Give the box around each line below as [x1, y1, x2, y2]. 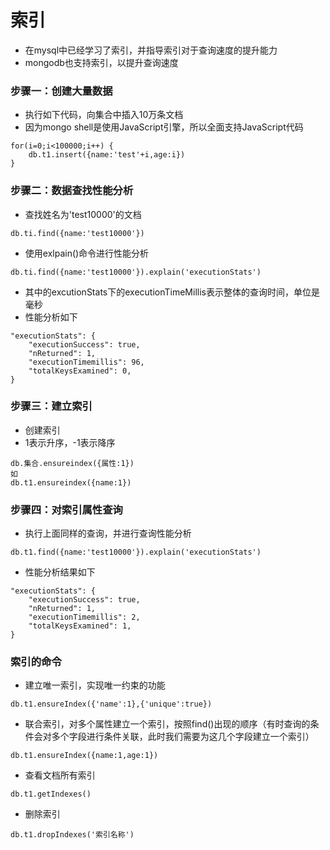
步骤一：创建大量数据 [10, 84, 113, 98]
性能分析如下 [24, 311, 78, 323]
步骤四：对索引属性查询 [10, 502, 123, 516]
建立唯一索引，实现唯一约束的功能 [24, 679, 166, 691]
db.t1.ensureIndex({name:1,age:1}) [10, 751, 159, 761]
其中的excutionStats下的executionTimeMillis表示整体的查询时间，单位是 [24, 286, 320, 298]
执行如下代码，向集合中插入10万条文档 [24, 109, 184, 121]
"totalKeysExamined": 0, [28, 366, 132, 376]
